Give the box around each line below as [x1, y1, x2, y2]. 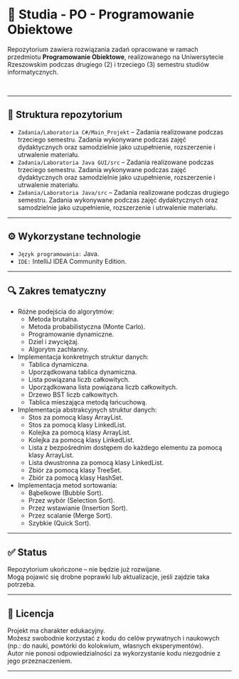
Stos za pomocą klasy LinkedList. [28, 421, 127, 429]
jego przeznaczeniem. [7, 657, 73, 665]
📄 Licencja [7, 607, 55, 619]
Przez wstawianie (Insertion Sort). [28, 504, 128, 513]
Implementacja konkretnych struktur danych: [17, 353, 149, 361]
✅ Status [7, 546, 48, 558]
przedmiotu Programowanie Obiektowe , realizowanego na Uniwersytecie [7, 53, 224, 61]
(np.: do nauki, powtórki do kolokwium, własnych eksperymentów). [7, 641, 204, 650]
